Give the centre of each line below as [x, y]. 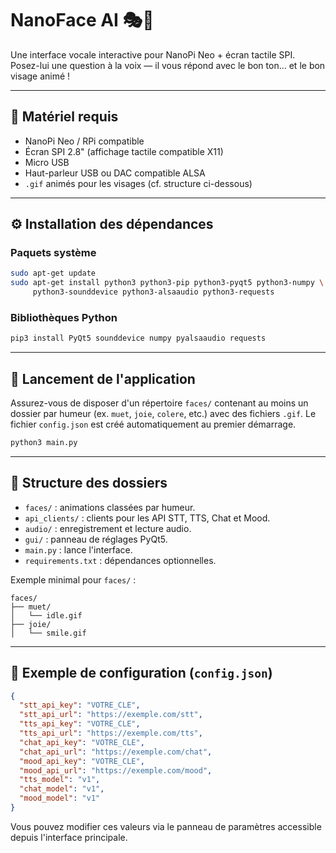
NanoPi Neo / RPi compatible [84, 141]
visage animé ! [40, 76]
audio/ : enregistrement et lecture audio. [108, 528]
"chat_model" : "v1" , [62, 789]
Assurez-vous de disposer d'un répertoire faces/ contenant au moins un [159, 403]
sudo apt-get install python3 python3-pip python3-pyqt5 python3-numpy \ [167, 283]
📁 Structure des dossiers [89, 483]
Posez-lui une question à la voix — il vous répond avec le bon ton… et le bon [168, 65]
